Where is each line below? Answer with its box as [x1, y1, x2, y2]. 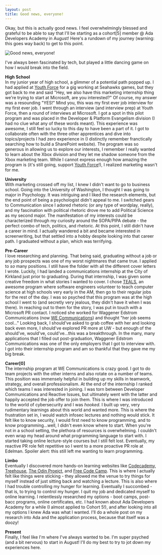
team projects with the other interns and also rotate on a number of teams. [5, 370, 153, 377]
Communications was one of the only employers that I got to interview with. [5, 341, 156, 347]
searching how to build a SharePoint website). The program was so [5, 141, 139, 147]
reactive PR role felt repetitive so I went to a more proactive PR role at [5, 443, 144, 449]
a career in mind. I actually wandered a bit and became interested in [5, 228, 141, 234]
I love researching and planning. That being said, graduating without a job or [5, 253, 157, 259]
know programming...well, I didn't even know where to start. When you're [5, 422, 151, 428]
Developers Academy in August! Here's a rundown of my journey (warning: [5, 35, 155, 41]
